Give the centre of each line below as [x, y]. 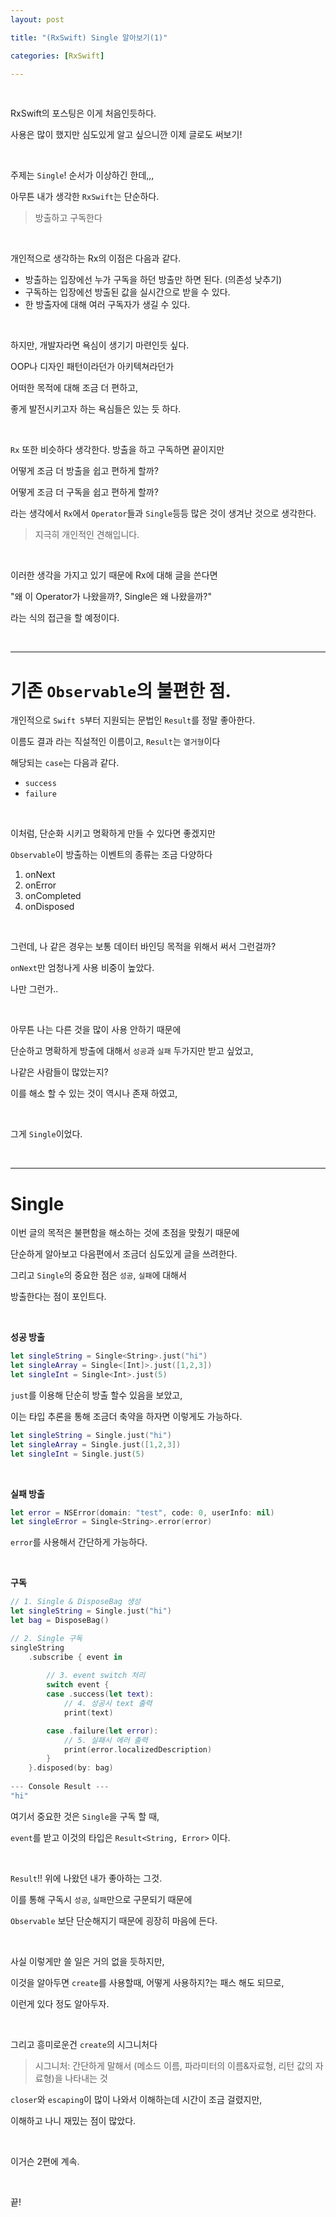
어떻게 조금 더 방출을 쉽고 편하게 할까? [84, 471]
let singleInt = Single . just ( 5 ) [77, 1454]
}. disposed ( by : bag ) [71, 1768]
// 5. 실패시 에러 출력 [105, 1740]
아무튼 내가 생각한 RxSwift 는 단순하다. [85, 197]
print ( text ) [88, 1712]
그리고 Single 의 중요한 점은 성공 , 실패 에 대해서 [98, 1275]
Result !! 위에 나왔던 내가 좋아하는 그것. [86, 1878]
